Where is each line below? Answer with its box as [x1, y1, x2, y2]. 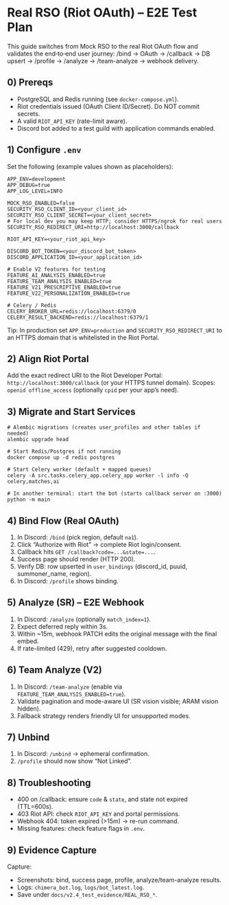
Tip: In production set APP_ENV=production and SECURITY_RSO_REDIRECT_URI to [7, 326, 223, 334]
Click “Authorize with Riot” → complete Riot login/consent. [16, 541, 182, 548]
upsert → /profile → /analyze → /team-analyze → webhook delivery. [7, 56, 199, 65]
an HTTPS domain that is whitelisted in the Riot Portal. [7, 333, 160, 342]
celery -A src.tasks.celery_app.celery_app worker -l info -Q [7, 472, 189, 479]
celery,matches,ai [7, 478, 60, 485]
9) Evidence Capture [7, 844, 97, 856]
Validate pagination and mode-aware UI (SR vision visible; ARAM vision [16, 697, 219, 705]
